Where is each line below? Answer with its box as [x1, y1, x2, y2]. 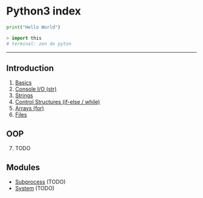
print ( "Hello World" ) [6, 24, 61, 30]
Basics [14, 79, 32, 86]
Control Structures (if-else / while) [14, 98, 100, 106]
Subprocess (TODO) [14, 178, 66, 185]
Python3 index [6, 4, 82, 18]
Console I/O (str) [14, 86, 57, 93]
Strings [14, 92, 33, 99]
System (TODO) [14, 185, 55, 191]
